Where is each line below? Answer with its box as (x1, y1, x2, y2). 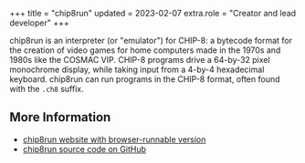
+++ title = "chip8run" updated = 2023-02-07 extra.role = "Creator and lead (9, 8, 297, 18)
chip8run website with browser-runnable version (22, 134, 206, 145)
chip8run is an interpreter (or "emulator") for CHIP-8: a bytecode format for (9, 36, 293, 46)
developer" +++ (9, 17, 70, 28)
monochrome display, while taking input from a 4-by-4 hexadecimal (9, 64, 265, 75)
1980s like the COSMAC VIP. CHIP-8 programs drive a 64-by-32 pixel (9, 55, 271, 65)
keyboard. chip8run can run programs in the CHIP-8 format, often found (9, 74, 280, 85)
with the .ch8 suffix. (9, 84, 84, 94)
